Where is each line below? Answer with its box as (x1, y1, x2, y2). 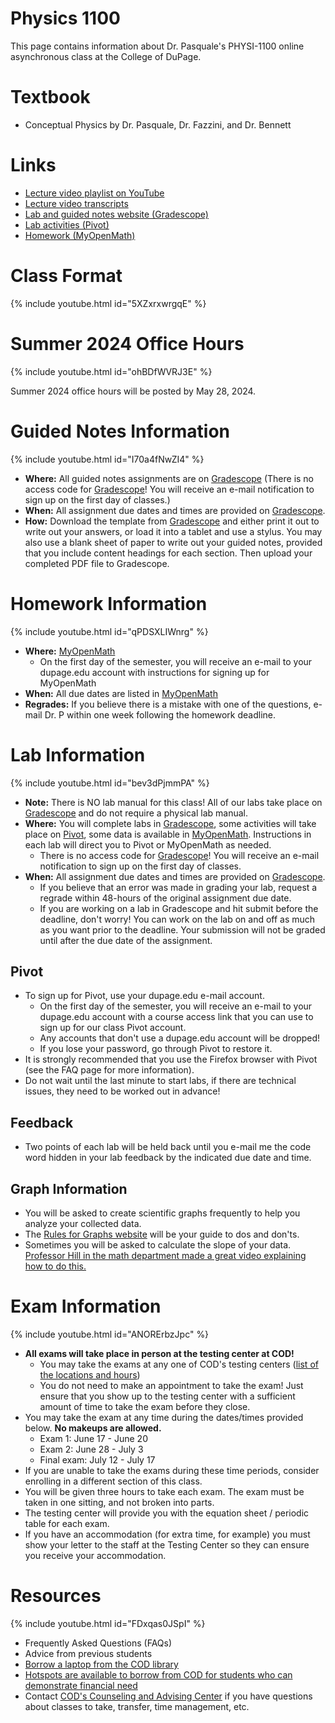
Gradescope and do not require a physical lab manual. (24, 807, 249, 819)
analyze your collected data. (24, 1217, 142, 1229)
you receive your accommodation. (24, 1549, 167, 1561)
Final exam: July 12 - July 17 (39, 1453, 156, 1466)
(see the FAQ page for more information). (24, 1064, 195, 1076)
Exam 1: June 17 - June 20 (39, 1432, 148, 1444)
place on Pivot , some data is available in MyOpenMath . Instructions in (24, 828, 312, 840)
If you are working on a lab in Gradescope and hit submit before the (39, 902, 319, 914)
